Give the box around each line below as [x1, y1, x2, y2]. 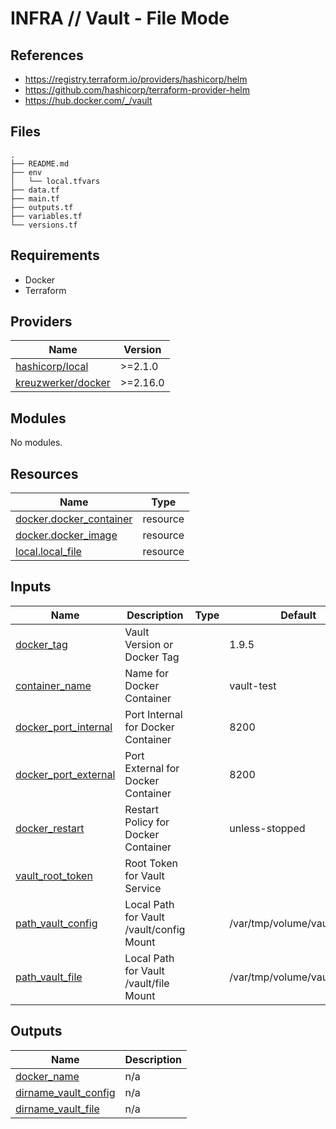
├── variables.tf [10, 211, 83, 221]
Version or [124, 637, 174, 651]
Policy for [124, 815, 170, 829]
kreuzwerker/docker [15, 376, 111, 390]
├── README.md [10, 158, 70, 169]
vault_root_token [15, 868, 93, 882]
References [10, 47, 84, 64]
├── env [10, 167, 43, 177]
